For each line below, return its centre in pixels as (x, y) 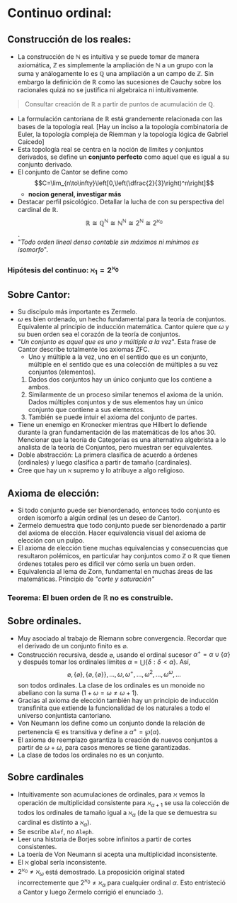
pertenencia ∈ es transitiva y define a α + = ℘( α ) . (89, 731)
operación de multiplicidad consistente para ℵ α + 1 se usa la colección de (123, 804)
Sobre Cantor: (39, 295)
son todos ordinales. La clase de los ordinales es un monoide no (111, 685)
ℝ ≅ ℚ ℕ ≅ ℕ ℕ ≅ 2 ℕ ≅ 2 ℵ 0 (124, 222)
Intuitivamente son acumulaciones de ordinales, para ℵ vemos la (111, 794)
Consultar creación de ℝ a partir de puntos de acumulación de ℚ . (120, 104)
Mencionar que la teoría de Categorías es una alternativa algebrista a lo (122, 440)
